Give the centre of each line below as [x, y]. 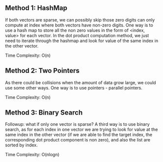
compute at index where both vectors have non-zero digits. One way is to [79, 25]
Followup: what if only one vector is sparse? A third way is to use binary [78, 124]
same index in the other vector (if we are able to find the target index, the [79, 135]
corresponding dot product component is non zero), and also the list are [78, 140]
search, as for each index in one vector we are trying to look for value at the [81, 130]
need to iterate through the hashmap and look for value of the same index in [81, 41]
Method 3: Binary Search [44, 113]
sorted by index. [22, 145]
